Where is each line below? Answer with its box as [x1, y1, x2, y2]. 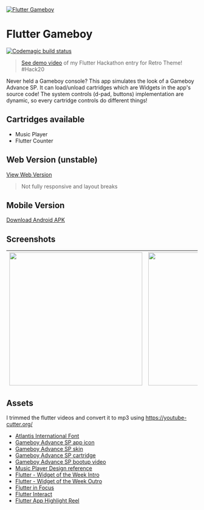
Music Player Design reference [15, 465, 92, 472]
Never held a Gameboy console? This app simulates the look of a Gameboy [6, 77, 194, 85]
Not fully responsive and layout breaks [21, 183, 118, 190]
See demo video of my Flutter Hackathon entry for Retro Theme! [21, 59, 183, 66]
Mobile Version [6, 200, 65, 211]
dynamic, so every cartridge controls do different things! [6, 97, 148, 104]
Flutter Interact [15, 491, 53, 498]
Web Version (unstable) [6, 155, 98, 165]
